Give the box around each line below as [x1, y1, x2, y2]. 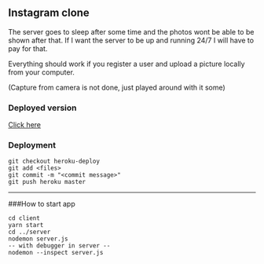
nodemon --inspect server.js [8, 249, 104, 257]
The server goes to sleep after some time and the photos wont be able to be [8, 27, 255, 36]
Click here [8, 120, 42, 130]
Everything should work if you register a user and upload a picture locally [8, 59, 245, 68]
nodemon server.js [8, 235, 68, 243]
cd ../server [8, 228, 51, 236]
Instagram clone [8, 6, 90, 20]
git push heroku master [8, 178, 86, 186]
